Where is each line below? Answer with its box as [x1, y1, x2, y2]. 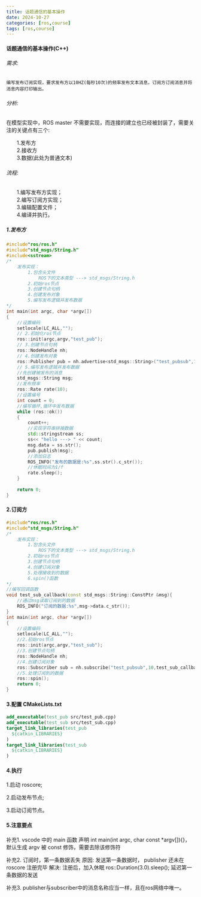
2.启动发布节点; [6, 794, 44, 801]
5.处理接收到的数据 [28, 570, 69, 576]
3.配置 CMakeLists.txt [6, 700, 62, 708]
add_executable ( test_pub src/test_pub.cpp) [6, 714, 117, 720]
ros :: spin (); [17, 675, 50, 682]
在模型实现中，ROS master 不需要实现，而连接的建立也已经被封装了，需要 [6, 119, 189, 126]
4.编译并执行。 [17, 211, 53, 219]
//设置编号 [17, 392, 41, 398]
